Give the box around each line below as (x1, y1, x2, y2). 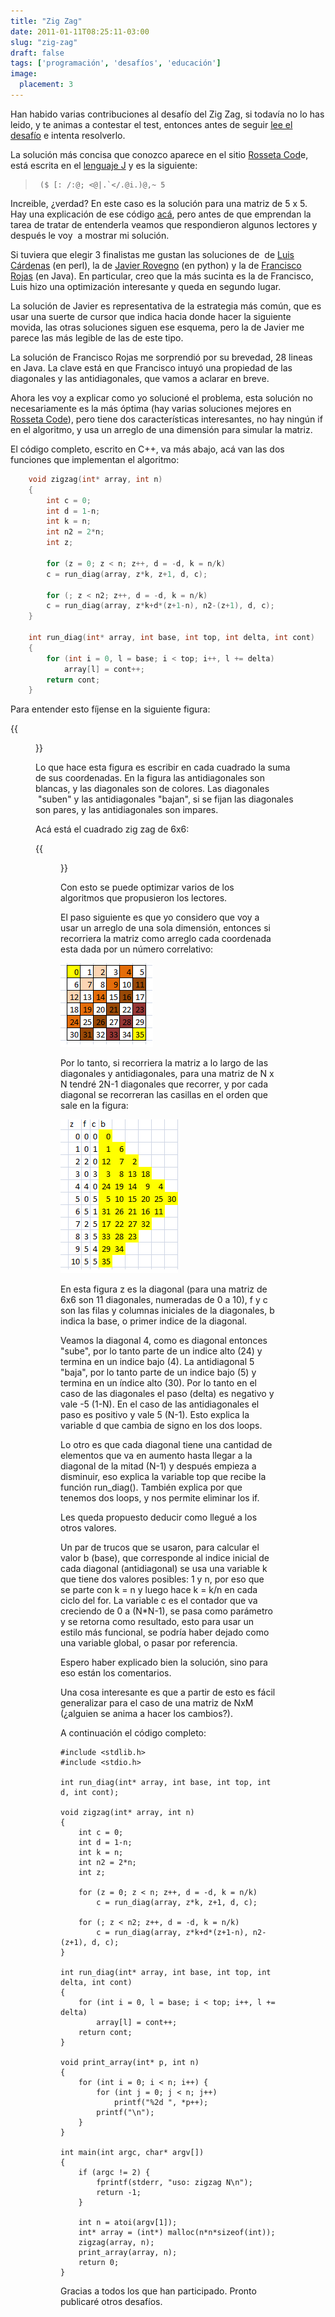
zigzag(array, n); (78, 2238, 155, 2248)
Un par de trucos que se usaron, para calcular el (60, 1541, 260, 1554)
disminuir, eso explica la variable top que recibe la (60, 1471, 267, 1483)
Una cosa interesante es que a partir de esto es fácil (60, 1686, 276, 1699)
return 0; (78, 2258, 120, 2268)
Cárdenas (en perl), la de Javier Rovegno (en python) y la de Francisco (10, 259, 302, 271)
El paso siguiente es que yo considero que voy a (60, 911, 260, 924)
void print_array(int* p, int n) (60, 2058, 200, 2068)
